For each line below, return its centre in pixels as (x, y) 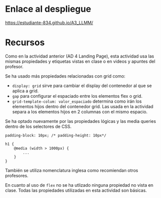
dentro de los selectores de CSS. (39, 126)
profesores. (17, 175)
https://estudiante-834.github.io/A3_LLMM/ (49, 23)
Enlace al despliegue (48, 9)
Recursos (25, 42)
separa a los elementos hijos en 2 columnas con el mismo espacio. (80, 112)
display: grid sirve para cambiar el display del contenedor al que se (82, 85)
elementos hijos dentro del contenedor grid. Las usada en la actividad (83, 106)
